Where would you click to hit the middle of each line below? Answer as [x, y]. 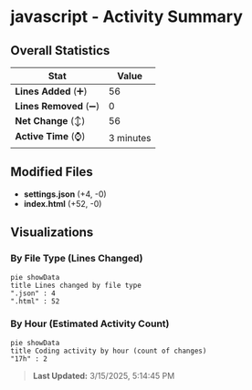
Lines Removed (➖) [57, 106]
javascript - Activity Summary [126, 17]
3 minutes [130, 138]
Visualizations [52, 233]
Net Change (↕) [50, 121]
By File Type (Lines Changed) [77, 259]
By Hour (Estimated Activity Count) [90, 323]
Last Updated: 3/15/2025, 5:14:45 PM [104, 375]
